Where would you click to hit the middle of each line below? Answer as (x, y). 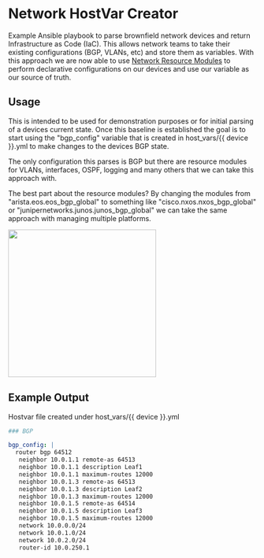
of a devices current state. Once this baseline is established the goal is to (127, 129)
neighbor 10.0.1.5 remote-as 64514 (77, 504)
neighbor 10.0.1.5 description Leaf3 (81, 511)
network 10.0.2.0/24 (52, 540)
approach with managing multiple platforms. (80, 218)
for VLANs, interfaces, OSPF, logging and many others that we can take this (131, 169)
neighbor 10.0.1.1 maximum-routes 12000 (86, 474)
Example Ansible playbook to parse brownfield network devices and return (129, 35)
